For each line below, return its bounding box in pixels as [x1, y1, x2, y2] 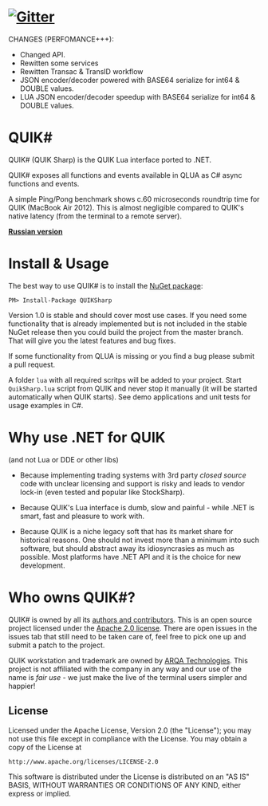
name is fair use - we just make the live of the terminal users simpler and [8, 672, 247, 682]
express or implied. [8, 788, 72, 798]
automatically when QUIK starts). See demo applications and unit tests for [8, 391, 251, 402]
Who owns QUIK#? [8, 588, 136, 606]
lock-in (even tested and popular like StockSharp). [19, 487, 185, 497]
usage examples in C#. [8, 400, 84, 410]
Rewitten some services [19, 58, 99, 68]
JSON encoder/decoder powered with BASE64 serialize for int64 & [19, 75, 240, 85]
